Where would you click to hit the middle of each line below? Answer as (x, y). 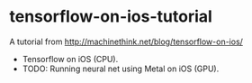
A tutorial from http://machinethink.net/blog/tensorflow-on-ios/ (126, 41)
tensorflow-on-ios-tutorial (111, 17)
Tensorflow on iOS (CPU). (70, 59)
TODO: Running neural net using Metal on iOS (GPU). (121, 69)
